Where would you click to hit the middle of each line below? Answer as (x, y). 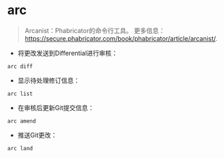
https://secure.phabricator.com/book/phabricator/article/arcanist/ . (121, 38)
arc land (20, 148)
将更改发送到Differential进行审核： (67, 53)
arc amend (22, 121)
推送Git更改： (37, 135)
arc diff (20, 66)
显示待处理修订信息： (48, 80)
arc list (20, 94)
